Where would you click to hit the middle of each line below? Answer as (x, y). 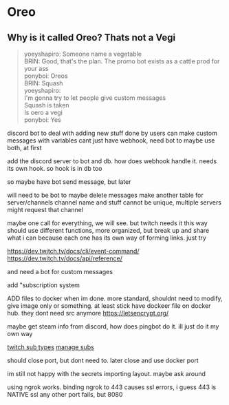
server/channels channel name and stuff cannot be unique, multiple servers (115, 202)
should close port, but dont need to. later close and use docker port (103, 360)
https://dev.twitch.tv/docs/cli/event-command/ (73, 251)
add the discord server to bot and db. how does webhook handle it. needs (112, 161)
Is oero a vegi (43, 112)
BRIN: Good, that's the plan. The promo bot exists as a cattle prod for (122, 61)
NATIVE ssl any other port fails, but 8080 (65, 394)
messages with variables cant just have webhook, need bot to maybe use (111, 141)
